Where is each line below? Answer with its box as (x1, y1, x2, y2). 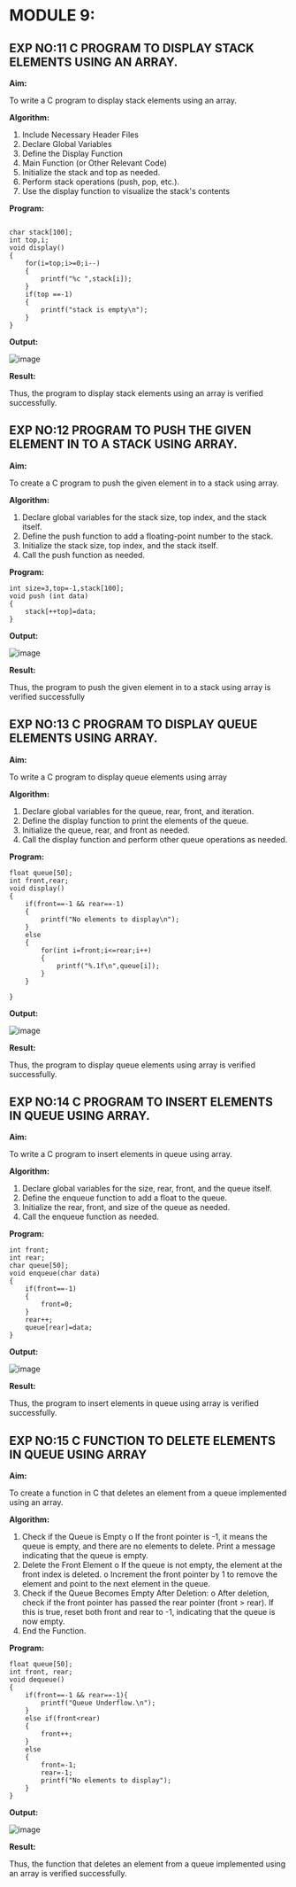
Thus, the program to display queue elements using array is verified (9, 1060, 256, 1070)
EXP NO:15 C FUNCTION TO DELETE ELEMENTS (9, 1433, 277, 1448)
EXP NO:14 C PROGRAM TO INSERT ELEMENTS (9, 1095, 274, 1110)
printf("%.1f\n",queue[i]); (56, 961, 161, 970)
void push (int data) (9, 591, 89, 601)
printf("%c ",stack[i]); (41, 275, 133, 283)
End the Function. (21, 1626, 87, 1636)
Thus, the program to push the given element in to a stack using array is (9, 681, 271, 692)
